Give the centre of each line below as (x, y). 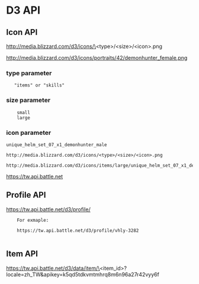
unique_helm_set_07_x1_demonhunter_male (57, 145)
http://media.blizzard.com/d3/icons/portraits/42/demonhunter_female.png (97, 58)
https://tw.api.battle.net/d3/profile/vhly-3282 (78, 230)
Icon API (22, 32)
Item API (22, 254)
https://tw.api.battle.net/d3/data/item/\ (53, 268)
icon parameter (29, 133)
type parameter (29, 73)
